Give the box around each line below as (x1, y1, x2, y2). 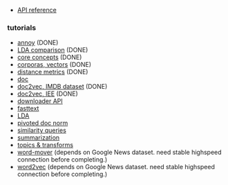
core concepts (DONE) (17, 53, 82, 61)
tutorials (7, 23, 37, 32)
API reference (17, 6, 57, 14)
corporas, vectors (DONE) (17, 61, 92, 69)
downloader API (17, 97, 64, 105)
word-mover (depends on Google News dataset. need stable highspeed (17, 148, 222, 157)
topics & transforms (17, 141, 74, 149)
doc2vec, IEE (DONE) (17, 89, 78, 98)
